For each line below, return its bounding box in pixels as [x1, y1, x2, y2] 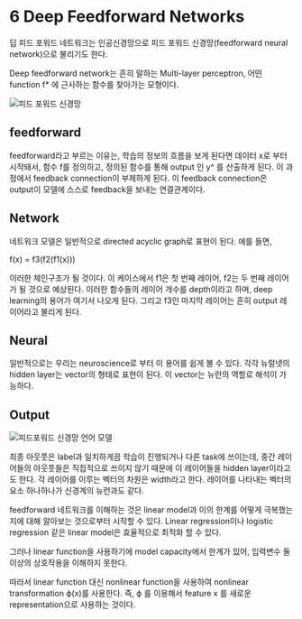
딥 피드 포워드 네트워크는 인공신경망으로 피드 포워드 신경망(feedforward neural [9, 37, 288, 48]
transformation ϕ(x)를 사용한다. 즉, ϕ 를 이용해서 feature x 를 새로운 [9, 588, 252, 599]
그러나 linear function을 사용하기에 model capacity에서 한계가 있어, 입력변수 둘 [9, 546, 291, 557]
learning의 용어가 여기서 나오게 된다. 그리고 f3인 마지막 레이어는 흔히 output [9, 295, 278, 306]
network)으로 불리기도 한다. [9, 48, 108, 60]
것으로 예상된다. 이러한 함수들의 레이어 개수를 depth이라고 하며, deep [28, 283, 273, 294]
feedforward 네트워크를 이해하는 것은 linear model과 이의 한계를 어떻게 [9, 504, 262, 515]
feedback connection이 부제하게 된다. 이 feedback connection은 [32, 172, 268, 183]
